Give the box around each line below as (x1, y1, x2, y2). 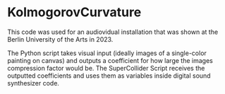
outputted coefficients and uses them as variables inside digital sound (7, 71, 211, 80)
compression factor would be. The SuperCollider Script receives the (7, 64, 205, 72)
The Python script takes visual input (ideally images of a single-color (7, 49, 207, 57)
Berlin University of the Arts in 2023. (7, 35, 114, 43)
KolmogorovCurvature (7, 4, 142, 20)
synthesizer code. (7, 78, 60, 87)
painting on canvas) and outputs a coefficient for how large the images (7, 56, 213, 64)
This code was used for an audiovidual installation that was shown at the (7, 28, 219, 36)
